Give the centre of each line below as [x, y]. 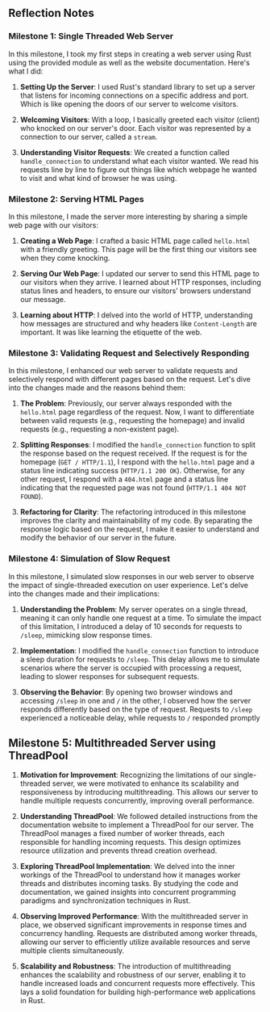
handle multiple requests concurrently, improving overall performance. [137, 801]
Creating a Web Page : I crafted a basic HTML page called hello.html [135, 241]
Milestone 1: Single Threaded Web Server [91, 36]
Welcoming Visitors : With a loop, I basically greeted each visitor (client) [140, 120]
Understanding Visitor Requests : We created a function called [125, 152]
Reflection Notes [51, 13]
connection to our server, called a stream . [89, 136]
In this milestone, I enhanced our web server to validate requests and [123, 371]
